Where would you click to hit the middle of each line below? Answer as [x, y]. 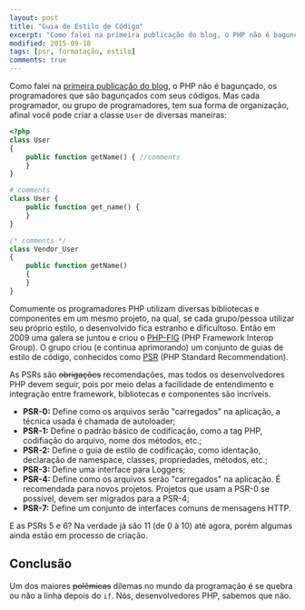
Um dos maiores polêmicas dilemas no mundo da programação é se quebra [151, 585]
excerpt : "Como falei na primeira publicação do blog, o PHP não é [140, 35]
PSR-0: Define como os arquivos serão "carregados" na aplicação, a [152, 411]
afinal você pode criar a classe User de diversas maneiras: [118, 115]
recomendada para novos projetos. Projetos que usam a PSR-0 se [146, 488]
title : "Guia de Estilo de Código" [77, 26]
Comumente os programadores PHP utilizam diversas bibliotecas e [134, 308]
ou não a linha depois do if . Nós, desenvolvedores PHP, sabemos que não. [151, 595]
